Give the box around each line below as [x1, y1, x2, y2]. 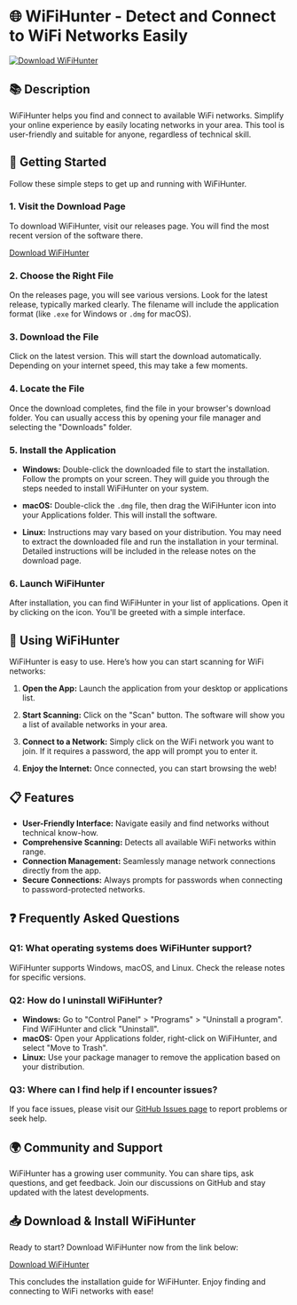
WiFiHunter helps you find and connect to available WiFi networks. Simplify [9, 109, 285, 121]
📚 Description [9, 82, 90, 97]
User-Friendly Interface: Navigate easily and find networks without [21, 818, 270, 829]
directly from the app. [21, 865, 102, 876]
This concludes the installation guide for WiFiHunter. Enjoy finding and [9, 1276, 266, 1286]
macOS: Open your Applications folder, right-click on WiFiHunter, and [21, 1033, 277, 1044]
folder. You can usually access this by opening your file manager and [9, 412, 262, 423]
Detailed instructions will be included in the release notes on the [21, 546, 256, 556]
